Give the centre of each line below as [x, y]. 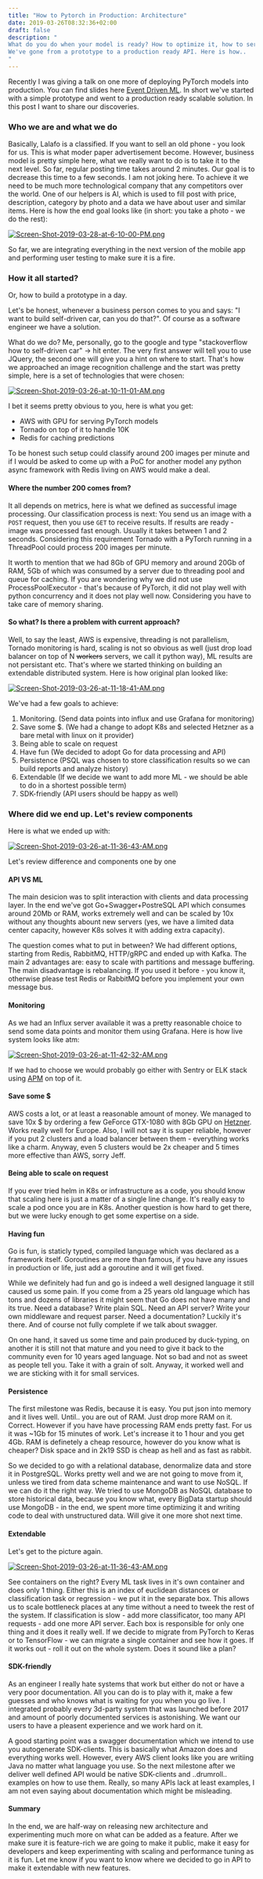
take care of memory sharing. [56, 604]
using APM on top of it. [45, 1078]
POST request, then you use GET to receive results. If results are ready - [121, 522]
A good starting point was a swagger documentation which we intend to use [131, 1741]
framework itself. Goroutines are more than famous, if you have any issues [128, 1259]
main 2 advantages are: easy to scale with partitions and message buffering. [131, 962]
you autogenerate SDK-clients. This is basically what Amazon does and [123, 1749]
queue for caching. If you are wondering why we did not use [105, 579]
